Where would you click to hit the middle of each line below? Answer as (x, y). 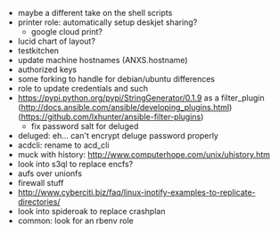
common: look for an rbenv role (75, 221)
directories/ (39, 202)
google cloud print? (66, 32)
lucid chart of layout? (57, 41)
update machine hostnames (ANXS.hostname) (103, 60)
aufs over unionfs (50, 173)
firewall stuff (41, 183)
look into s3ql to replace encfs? (75, 164)
